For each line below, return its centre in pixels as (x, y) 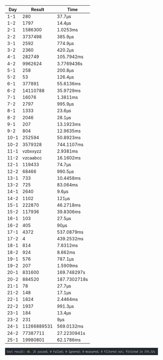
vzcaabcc (32, 158)
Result (38, 9)
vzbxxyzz (32, 151)
